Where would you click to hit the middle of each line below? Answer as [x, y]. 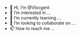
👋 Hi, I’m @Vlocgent [30, 8]
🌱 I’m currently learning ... [35, 18]
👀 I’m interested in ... [30, 13]
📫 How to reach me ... [32, 28]
